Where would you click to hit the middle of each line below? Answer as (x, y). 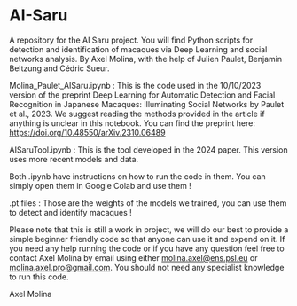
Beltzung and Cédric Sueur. (59, 68)
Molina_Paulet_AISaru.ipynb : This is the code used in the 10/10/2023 (135, 85)
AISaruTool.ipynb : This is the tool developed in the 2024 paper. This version (148, 149)
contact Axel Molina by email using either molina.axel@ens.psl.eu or (133, 257)
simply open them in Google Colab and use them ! (101, 185)
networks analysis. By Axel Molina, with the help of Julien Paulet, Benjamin (145, 59)
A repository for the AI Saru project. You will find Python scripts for (131, 40)
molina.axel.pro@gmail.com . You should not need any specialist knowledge (147, 267)
